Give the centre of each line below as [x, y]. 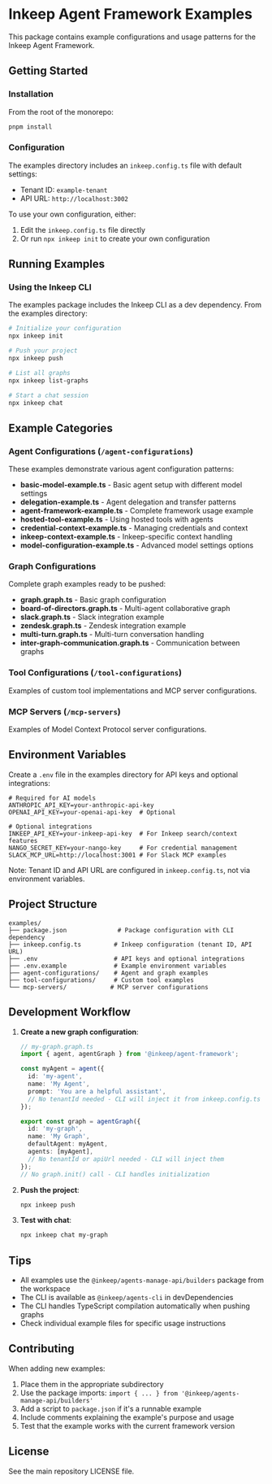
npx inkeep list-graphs [49, 380]
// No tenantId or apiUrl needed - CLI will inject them [126, 1159]
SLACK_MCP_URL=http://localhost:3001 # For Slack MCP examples [118, 855]
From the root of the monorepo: [61, 111]
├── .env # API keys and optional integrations [127, 958]
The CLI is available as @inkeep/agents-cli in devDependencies [127, 1298]
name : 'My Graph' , [59, 1137]
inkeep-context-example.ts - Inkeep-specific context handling [126, 537]
